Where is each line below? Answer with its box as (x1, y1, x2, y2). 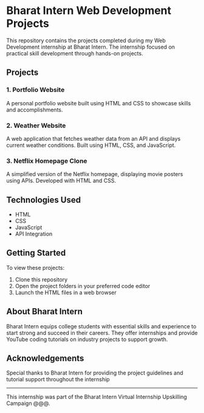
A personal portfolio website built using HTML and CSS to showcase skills (6, 99, 191, 107)
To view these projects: (6, 264, 65, 271)
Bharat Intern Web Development (6, 4, 172, 18)
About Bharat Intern (6, 306, 83, 317)
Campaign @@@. (6, 400, 50, 407)
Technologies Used (6, 194, 81, 205)
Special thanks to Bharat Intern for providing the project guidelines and (6, 369, 183, 376)
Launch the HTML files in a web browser (15, 289, 117, 296)
